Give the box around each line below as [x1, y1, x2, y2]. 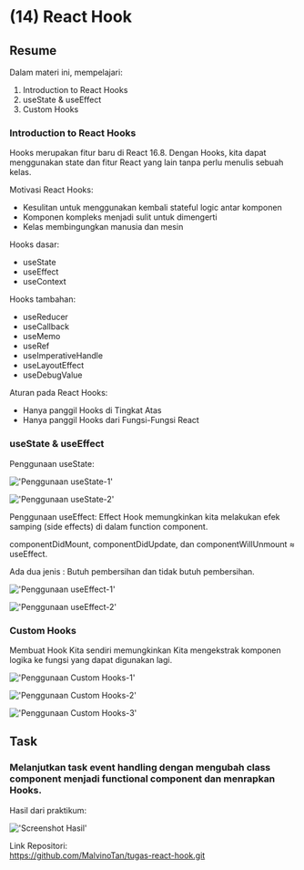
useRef [22, 340, 50, 352]
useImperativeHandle [22, 350, 103, 361]
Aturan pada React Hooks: [9, 388, 108, 399]
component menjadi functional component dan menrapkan [9, 772, 276, 785]
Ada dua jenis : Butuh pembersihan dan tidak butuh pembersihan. [9, 565, 255, 576]
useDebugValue [22, 369, 83, 380]
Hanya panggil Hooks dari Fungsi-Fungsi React [22, 415, 200, 426]
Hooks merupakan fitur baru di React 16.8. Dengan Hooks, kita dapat [9, 148, 267, 159]
